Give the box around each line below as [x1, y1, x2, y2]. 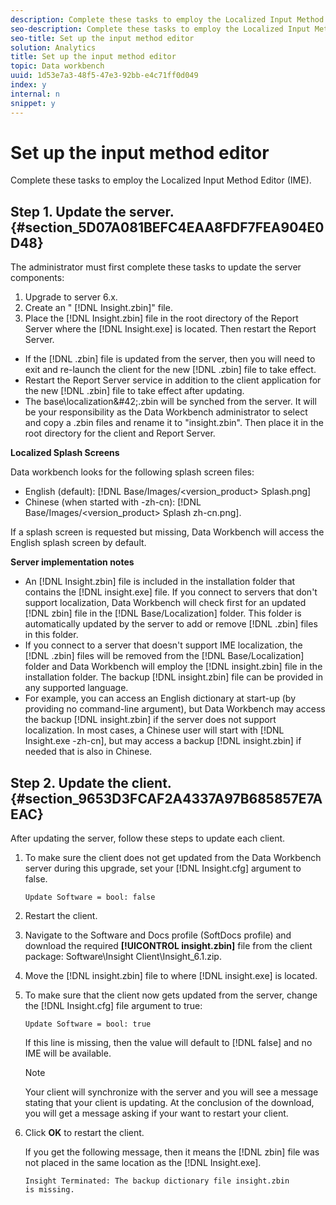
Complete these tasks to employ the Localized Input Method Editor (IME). [10, 174, 312, 186]
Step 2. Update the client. [10, 774, 172, 791]
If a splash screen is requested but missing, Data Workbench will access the [10, 526, 325, 538]
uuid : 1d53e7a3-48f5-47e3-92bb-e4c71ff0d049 [10, 71, 199, 81]
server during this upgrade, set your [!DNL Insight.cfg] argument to [24, 862, 302, 875]
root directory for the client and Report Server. [24, 427, 216, 440]
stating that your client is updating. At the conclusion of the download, [24, 1097, 315, 1109]
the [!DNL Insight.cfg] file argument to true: [24, 1000, 203, 1012]
